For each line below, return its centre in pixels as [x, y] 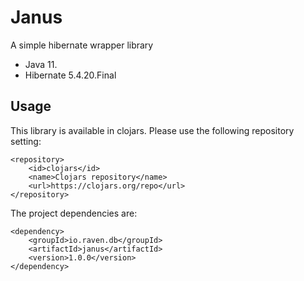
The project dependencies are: [74, 213]
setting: [26, 141]
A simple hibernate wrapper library [82, 45]
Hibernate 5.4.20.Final [70, 75]
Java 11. [41, 64]
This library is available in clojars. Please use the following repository [152, 130]
